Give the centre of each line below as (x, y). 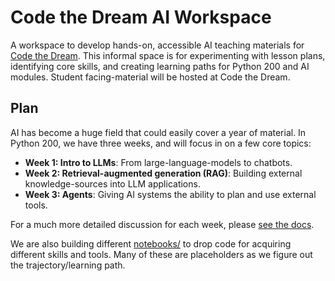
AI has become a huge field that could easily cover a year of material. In (158, 132)
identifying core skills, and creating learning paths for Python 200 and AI (160, 66)
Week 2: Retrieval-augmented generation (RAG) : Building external (163, 173)
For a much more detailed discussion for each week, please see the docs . (162, 224)
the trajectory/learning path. (68, 265)
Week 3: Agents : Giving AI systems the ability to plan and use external (170, 194)
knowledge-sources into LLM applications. (112, 183)
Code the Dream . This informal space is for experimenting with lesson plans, (168, 55)
